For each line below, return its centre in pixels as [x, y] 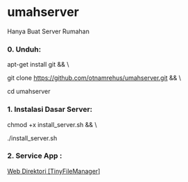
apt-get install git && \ [38, 65]
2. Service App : [35, 156]
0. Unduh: [24, 49]
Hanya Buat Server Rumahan [49, 31]
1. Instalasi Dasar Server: [50, 110]
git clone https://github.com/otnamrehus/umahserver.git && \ [94, 78]
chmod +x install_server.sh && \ [52, 124]
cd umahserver [29, 92]
